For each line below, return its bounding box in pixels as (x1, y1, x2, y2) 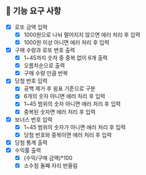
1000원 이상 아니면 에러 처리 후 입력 (23, 39, 109, 46)
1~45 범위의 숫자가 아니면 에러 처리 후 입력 (23, 123, 126, 131)
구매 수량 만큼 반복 (23, 69, 68, 77)
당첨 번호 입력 (14, 77, 48, 85)
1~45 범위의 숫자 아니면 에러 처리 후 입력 (23, 100, 121, 107)
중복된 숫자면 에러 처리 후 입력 (23, 108, 96, 115)
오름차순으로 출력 (23, 62, 65, 69)
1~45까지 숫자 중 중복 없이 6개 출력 (23, 54, 108, 61)
